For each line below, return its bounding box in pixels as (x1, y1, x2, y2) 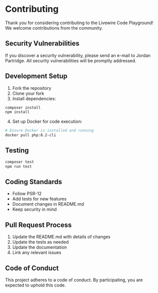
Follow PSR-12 (12, 191, 42, 197)
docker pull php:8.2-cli (5, 133, 56, 138)
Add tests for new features (12, 196, 67, 202)
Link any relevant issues (12, 250, 62, 256)
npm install (5, 110, 30, 114)
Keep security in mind (12, 206, 57, 213)
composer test (5, 159, 35, 164)
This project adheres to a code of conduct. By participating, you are (5, 277, 143, 283)
